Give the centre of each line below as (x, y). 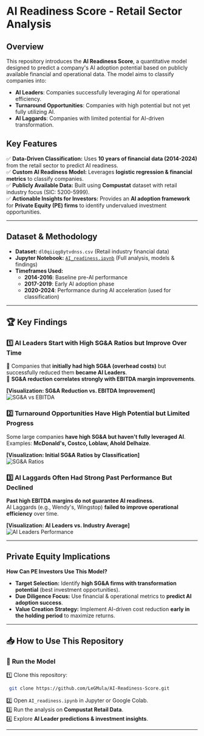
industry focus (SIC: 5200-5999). (48, 192)
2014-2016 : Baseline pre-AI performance (76, 277)
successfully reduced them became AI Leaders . (67, 373)
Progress (20, 423)
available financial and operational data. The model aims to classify (90, 74)
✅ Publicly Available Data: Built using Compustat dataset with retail (92, 185)
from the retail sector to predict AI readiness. (62, 165)
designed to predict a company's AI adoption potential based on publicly (97, 68)
